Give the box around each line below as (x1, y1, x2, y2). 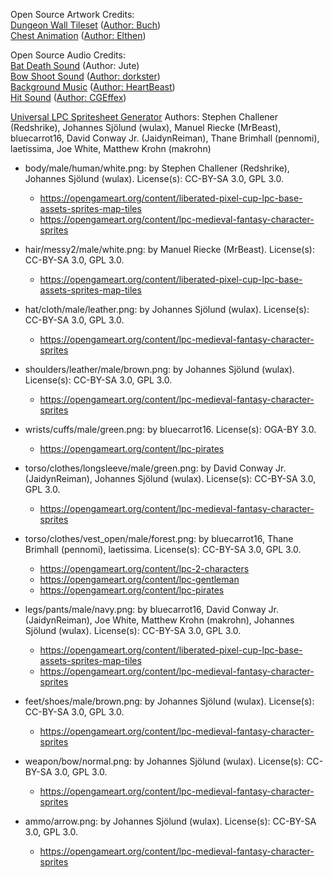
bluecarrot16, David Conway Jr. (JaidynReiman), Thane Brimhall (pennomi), (10, 132, 320, 144)
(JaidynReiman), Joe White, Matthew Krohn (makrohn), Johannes (24, 614, 295, 626)
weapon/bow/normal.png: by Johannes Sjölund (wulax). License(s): (24, 755, 305, 767)
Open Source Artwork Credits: (10, 9, 135, 20)
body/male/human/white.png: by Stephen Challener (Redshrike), (24, 162, 290, 174)
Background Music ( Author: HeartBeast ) (10, 81, 176, 93)
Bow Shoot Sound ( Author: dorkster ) (10, 70, 161, 82)
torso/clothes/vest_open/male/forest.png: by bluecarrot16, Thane (24, 533, 294, 544)
